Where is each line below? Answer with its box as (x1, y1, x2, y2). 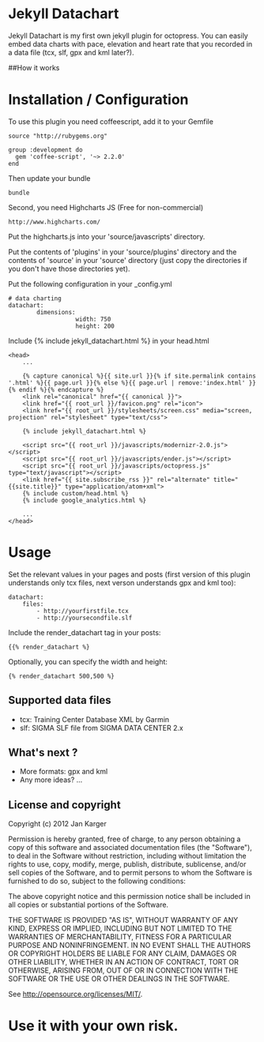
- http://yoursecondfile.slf (36, 614, 133, 622)
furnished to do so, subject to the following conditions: (8, 876, 186, 886)
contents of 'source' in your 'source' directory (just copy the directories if (8, 255, 247, 265)
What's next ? (8, 746, 78, 759)
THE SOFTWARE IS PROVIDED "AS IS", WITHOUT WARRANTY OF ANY (8, 916, 239, 925)
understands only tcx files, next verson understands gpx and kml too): (8, 577, 236, 587)
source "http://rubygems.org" (8, 132, 108, 140)
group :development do (8, 145, 83, 154)
